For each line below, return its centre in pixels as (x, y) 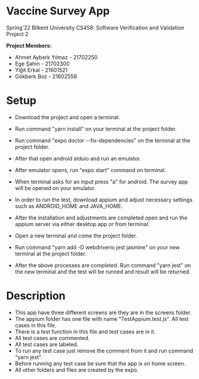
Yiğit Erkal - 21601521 (41, 70)
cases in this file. (36, 325)
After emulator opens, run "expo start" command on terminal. (90, 170)
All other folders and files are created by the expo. (76, 369)
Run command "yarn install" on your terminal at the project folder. (96, 129)
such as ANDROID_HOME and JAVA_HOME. (69, 206)
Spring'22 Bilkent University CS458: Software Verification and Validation (95, 28)
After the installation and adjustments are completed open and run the (101, 218)
